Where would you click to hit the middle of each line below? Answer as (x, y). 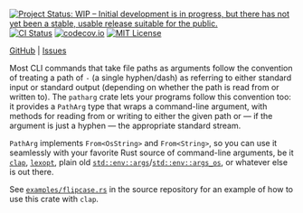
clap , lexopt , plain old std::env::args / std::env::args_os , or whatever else (148, 162)
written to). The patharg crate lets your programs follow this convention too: (151, 97)
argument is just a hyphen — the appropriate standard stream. (125, 125)
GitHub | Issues (38, 51)
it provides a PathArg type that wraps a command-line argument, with (138, 106)
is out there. (32, 172)
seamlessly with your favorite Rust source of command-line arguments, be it (151, 153)
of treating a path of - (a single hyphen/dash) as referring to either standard (151, 78)
